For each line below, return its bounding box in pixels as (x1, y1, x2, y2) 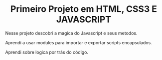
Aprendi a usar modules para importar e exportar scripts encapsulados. (5, 39, 152, 45)
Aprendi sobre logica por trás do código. (5, 49, 89, 55)
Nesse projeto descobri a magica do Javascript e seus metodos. (5, 30, 138, 36)
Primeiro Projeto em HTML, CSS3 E (10, 3, 158, 15)
